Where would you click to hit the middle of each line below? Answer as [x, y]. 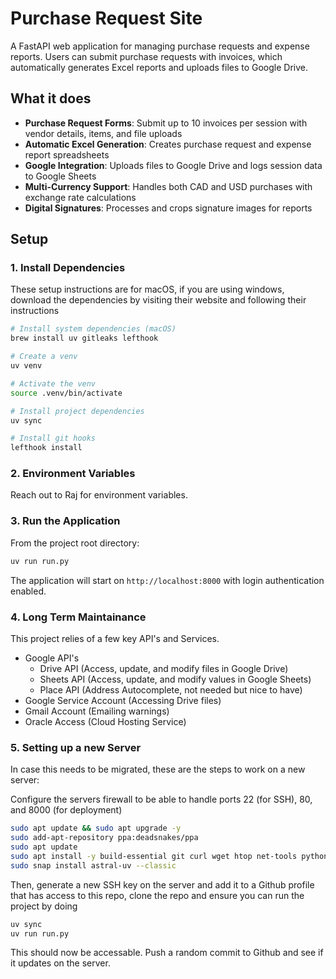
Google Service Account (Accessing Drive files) [123, 700]
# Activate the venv [53, 383]
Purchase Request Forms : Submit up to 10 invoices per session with [166, 123]
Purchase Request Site [106, 18]
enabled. [28, 591]
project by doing [44, 906]
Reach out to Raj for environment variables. [99, 495]
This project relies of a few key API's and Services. [115, 638]
